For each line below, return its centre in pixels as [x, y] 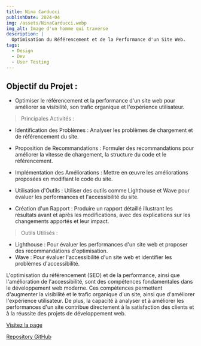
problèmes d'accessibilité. [47, 264]
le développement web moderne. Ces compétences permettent [84, 288]
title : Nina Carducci [33, 12]
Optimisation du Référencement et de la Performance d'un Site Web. [99, 40]
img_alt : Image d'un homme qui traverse [57, 28]
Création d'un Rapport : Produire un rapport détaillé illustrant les [94, 209]
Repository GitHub [29, 337]
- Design [22, 51]
